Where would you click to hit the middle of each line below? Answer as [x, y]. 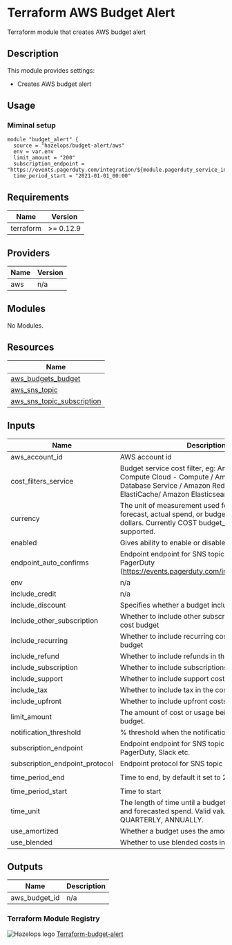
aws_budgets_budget [46, 378]
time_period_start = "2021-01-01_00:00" [72, 176]
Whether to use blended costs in [173, 842]
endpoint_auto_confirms [50, 563]
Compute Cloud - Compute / [167, 477]
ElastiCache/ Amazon [155, 494]
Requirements [38, 197]
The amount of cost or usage [167, 712]
